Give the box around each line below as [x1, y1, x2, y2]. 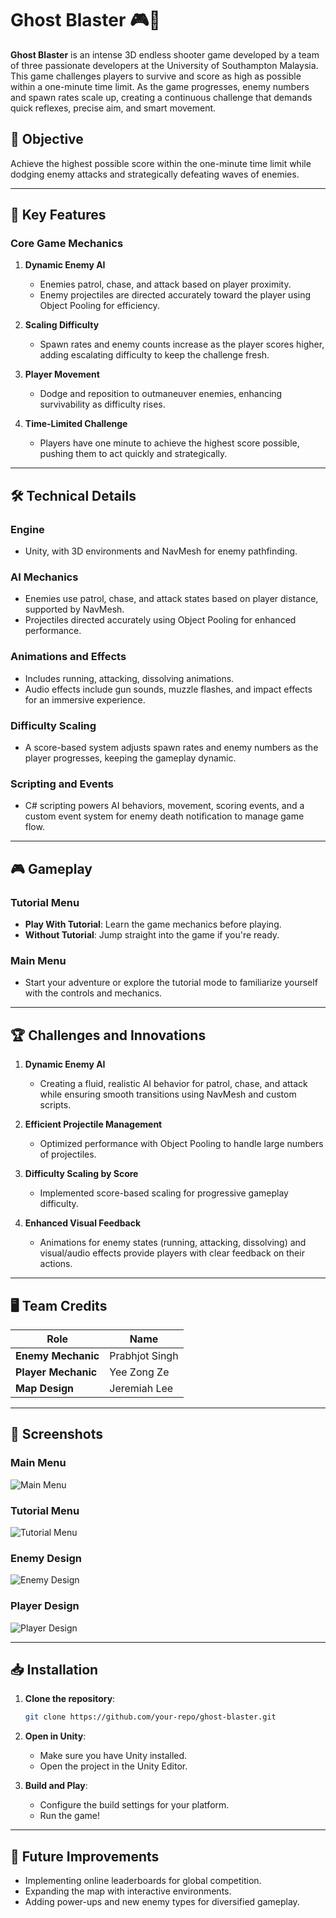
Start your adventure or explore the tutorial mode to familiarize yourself [24, 977, 318, 989]
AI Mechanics [10, 570, 79, 584]
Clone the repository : [24, 1693, 116, 1705]
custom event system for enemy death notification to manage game [24, 810, 305, 822]
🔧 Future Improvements [10, 1848, 160, 1865]
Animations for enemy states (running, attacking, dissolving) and [39, 1237, 307, 1249]
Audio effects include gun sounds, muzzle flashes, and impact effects [24, 683, 313, 695]
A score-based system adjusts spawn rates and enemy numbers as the [24, 742, 319, 754]
